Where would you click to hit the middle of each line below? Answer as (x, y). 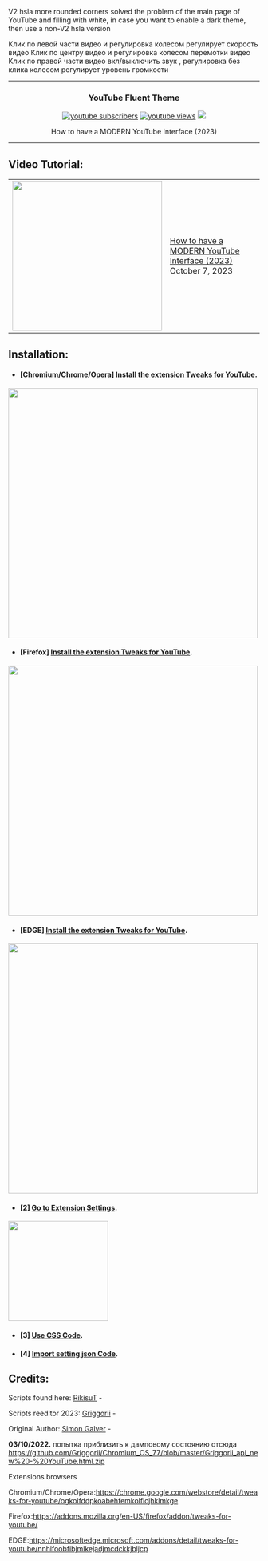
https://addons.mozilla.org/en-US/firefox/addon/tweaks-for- (132, 1516)
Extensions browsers (43, 1477)
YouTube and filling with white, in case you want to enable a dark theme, (127, 20)
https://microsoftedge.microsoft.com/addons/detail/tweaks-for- (134, 1540)
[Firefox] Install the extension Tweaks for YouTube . (106, 652)
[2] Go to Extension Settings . (69, 1207)
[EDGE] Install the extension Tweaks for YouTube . (104, 930)
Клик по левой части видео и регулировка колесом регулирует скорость (133, 44)
